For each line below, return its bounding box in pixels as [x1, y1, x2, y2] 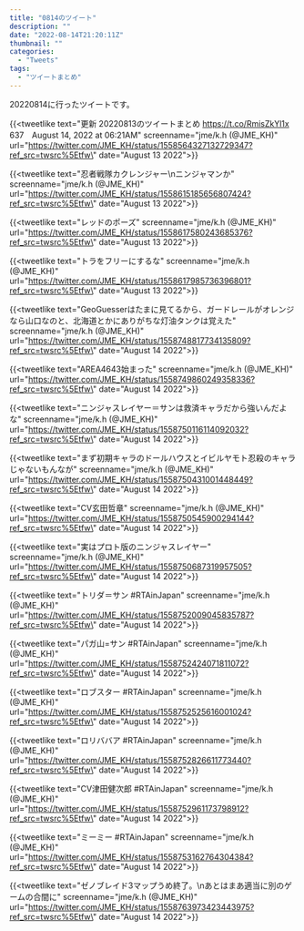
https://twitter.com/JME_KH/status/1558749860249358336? [27, 373, 256, 384]
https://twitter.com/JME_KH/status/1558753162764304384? [27, 851, 254, 862]
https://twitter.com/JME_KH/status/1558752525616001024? [27, 706, 252, 717]
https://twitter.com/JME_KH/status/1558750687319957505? [27, 561, 252, 572]
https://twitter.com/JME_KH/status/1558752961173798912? [27, 803, 249, 813]
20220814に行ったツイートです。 [9, 98, 135, 109]
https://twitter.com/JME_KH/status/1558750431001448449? [27, 474, 253, 485]
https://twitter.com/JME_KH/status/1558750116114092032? [27, 424, 249, 435]
